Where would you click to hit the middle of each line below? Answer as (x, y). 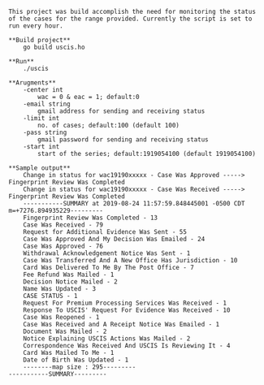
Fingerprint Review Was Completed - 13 (91, 218)
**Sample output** (39, 168)
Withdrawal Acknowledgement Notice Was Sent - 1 (107, 253)
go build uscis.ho (54, 47)
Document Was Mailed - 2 (65, 331)
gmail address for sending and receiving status (121, 111)
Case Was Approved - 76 (63, 246)
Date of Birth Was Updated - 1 (76, 360)
